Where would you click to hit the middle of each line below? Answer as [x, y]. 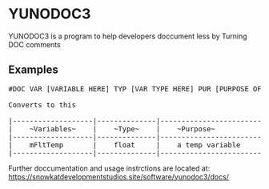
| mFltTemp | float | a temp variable [124, 145]
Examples [33, 70]
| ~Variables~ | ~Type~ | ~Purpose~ [112, 129]
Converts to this [42, 105]
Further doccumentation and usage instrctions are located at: [109, 168]
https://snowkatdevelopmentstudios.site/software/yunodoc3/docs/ [119, 176]
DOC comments [35, 44]
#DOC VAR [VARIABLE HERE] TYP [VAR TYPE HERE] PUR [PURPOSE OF [135, 88]
